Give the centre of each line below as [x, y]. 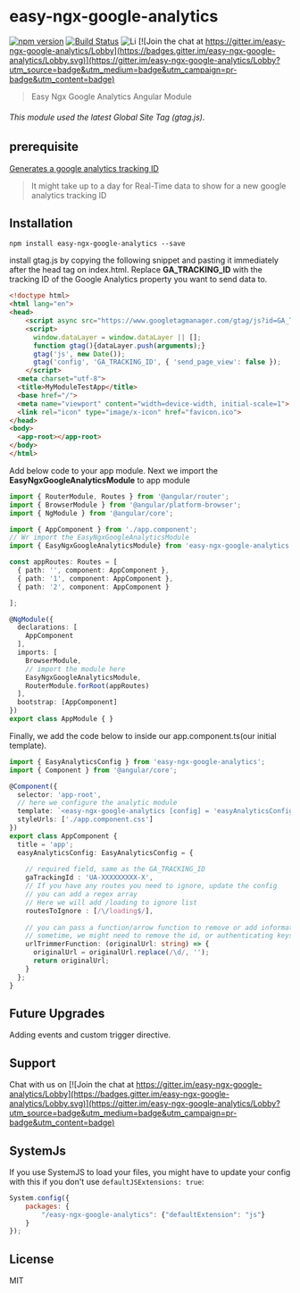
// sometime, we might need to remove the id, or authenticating [150, 936]
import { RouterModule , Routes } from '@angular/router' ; [119, 496]
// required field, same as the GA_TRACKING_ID [115, 869]
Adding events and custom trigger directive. [90, 1035]
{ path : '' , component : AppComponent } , [93, 570]
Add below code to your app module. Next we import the [114, 470]
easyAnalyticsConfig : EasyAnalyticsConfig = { [105, 852]
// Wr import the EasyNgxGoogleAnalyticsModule [100, 538]
